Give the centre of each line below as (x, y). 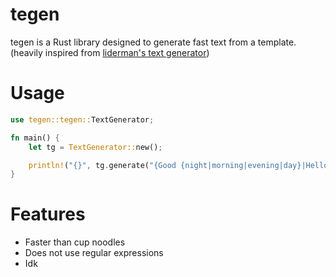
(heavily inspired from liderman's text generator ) (110, 52)
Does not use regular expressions (94, 253)
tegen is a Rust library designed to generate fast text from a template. (153, 42)
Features (48, 214)
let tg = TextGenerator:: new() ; (95, 147)
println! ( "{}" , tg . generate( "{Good (102, 165)
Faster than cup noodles (75, 242)
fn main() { (35, 138)
